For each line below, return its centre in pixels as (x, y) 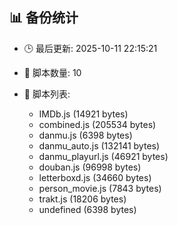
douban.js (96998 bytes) (90, 167)
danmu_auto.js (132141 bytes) (99, 145)
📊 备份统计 (44, 18)
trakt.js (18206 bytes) (82, 199)
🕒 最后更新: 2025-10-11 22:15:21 (90, 48)
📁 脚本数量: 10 (52, 72)
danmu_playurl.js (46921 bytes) (103, 156)
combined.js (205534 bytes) (97, 124)
